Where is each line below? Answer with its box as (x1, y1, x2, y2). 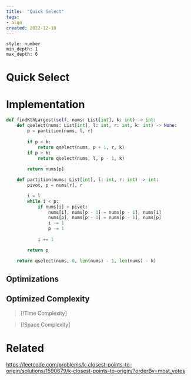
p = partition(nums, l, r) (27, 128, 93, 134)
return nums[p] (27, 166, 65, 172)
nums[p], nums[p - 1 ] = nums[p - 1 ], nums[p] (48, 215, 162, 221)
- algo (6, 19, 22, 25)
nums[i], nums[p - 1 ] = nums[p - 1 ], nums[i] (48, 209, 162, 215)
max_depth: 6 (6, 51, 38, 58)
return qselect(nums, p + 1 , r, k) (37, 144, 125, 150)
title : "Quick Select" (6, 8, 65, 15)
